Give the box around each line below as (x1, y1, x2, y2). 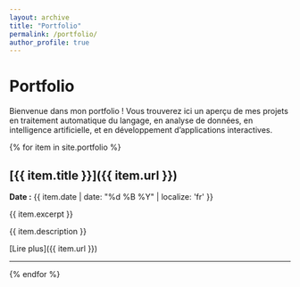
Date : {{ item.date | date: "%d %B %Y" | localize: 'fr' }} (9, 192, 214, 201)
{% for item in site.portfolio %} (9, 142, 121, 152)
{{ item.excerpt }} (9, 209, 74, 219)
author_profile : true (9, 37, 90, 47)
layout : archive (9, 12, 70, 22)
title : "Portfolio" (9, 21, 82, 30)
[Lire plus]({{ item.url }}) (9, 243, 98, 254)
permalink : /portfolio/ (9, 29, 98, 38)
